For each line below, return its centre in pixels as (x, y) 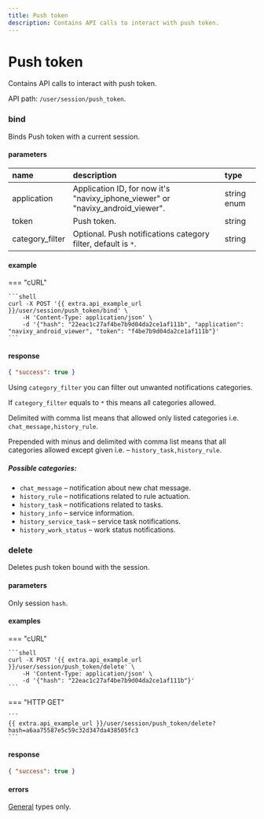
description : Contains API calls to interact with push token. (114, 23)
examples (24, 621)
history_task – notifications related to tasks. (91, 504)
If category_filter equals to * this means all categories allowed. (112, 403)
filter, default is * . (104, 244)
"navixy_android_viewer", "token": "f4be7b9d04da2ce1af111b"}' (114, 332)
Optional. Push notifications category (141, 233)
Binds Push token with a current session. (74, 136)
